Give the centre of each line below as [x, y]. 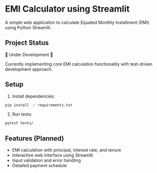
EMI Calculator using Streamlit [67, 9]
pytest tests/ [19, 123]
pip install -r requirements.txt [39, 105]
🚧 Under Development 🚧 [29, 54]
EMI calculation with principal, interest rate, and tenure [66, 150]
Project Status [27, 43]
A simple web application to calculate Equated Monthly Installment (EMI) [77, 22]
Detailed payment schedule [39, 166]
